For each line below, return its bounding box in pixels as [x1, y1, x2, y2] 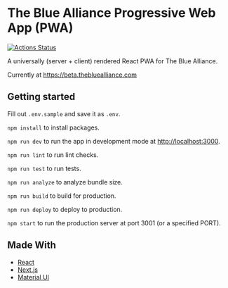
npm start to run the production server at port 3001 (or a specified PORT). [7, 218, 221, 227]
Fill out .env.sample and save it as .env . [7, 109, 121, 118]
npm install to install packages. [7, 123, 100, 132]
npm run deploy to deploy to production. [7, 205, 123, 213]
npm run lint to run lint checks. [7, 150, 99, 159]
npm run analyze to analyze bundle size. [7, 177, 123, 186]
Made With [7, 239, 56, 251]
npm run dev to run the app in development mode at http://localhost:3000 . [7, 137, 221, 145]
